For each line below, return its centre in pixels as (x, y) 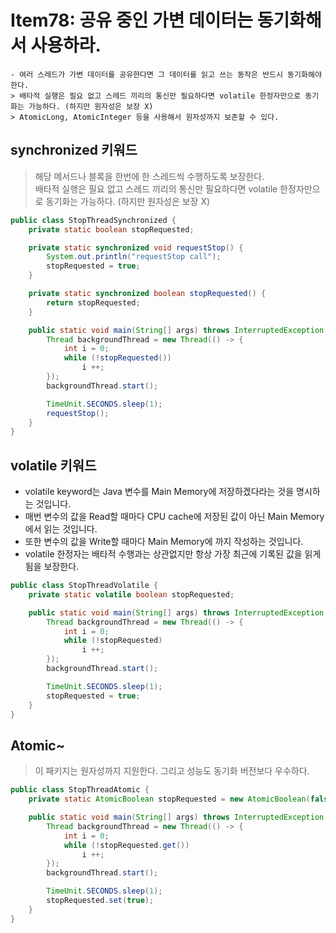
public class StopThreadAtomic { (80, 790)
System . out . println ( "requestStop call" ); (134, 257)
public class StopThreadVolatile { (84, 586)
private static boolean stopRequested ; (111, 229)
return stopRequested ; (93, 302)
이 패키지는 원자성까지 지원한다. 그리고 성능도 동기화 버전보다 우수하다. (172, 771)
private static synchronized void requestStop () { (136, 247)
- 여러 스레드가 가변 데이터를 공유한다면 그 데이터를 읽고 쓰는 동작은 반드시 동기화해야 (166, 74)
